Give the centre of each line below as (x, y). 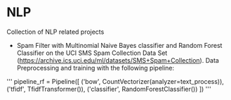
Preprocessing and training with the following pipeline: (95, 68)
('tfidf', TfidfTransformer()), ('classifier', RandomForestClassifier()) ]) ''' (109, 89)
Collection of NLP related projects (55, 32)
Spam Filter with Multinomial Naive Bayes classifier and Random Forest (119, 45)
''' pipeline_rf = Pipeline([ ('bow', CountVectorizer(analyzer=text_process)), (115, 81)
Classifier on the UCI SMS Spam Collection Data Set (92, 53)
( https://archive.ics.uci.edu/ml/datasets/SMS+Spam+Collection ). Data (118, 60)
